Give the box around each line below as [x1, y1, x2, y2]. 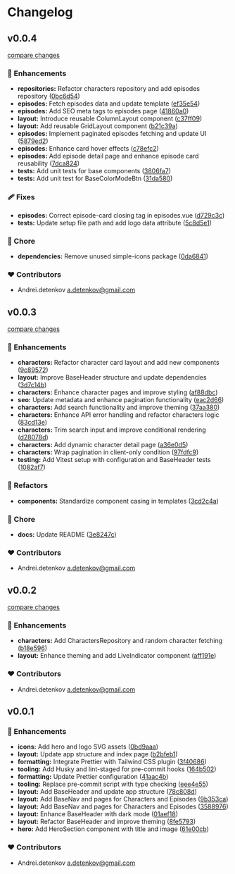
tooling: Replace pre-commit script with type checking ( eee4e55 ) [17, 780, 209, 789]
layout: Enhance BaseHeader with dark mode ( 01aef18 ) [17, 810, 178, 818]
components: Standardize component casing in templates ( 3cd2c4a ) [17, 497, 220, 505]
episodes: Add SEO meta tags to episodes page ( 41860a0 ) [17, 107, 189, 116]
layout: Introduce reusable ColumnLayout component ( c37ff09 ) [17, 114, 203, 123]
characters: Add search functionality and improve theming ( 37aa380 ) [17, 403, 220, 412]
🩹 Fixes [7, 192, 35, 202]
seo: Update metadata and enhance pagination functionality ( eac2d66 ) [17, 396, 224, 404]
